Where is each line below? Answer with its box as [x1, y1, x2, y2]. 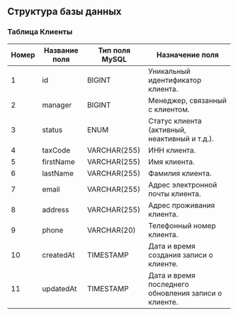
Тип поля [98, 45, 131, 55]
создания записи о [148, 250, 214, 260]
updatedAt [42, 283, 77, 293]
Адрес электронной [148, 180, 217, 190]
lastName [42, 168, 74, 178]
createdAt [42, 250, 75, 260]
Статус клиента [148, 116, 202, 126]
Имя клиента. [148, 156, 195, 166]
